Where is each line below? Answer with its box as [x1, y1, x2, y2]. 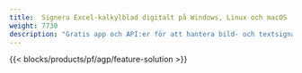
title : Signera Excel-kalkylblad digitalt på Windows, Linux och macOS [9, 12, 288, 22]
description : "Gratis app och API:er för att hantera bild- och [9, 29, 255, 38]
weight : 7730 [9, 21, 58, 30]
